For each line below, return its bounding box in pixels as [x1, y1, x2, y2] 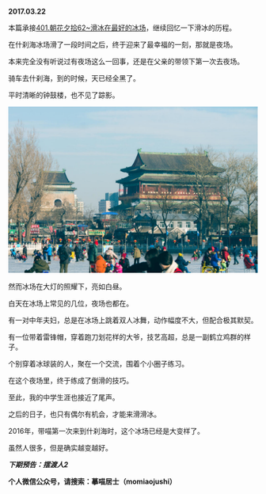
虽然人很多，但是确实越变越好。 [8, 443, 112, 452]
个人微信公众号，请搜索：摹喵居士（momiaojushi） [8, 477, 177, 486]
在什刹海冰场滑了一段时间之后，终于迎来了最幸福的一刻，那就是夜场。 [8, 40, 237, 49]
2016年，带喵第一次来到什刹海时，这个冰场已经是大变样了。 [8, 426, 204, 435]
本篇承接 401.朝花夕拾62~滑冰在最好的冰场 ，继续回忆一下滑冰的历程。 [8, 23, 237, 32]
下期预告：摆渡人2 [8, 459, 69, 469]
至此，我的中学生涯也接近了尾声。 [8, 392, 120, 402]
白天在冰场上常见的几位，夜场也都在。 [8, 298, 133, 308]
